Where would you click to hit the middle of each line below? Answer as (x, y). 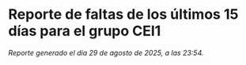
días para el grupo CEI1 (85, 31)
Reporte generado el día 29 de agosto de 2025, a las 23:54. (106, 52)
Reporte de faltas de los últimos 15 (123, 14)
